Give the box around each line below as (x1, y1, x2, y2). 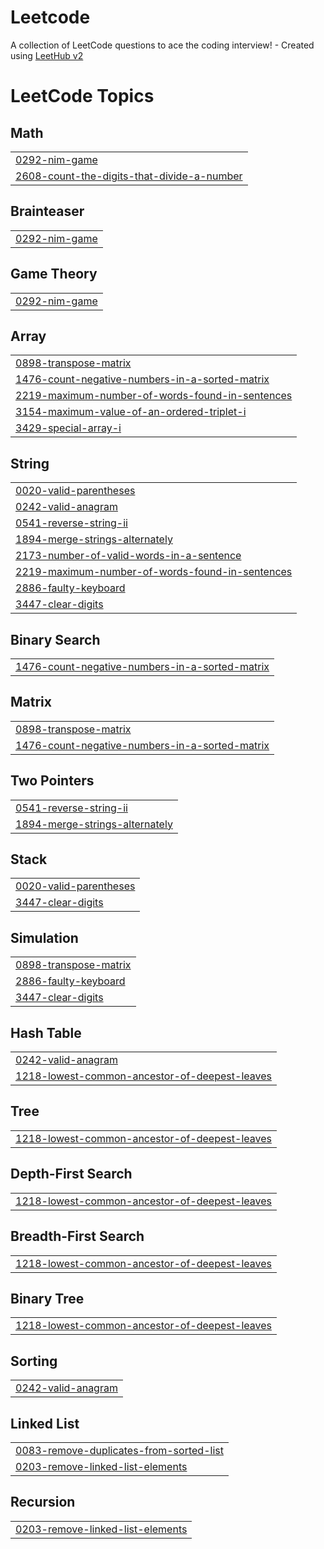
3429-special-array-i (15, 421, 122, 435)
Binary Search (10, 631, 101, 648)
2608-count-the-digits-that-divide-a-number (15, 169, 243, 183)
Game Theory (10, 266, 98, 283)
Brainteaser (10, 203, 85, 220)
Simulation (10, 929, 79, 946)
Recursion (10, 1494, 76, 1511)
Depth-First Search (10, 1166, 133, 1183)
